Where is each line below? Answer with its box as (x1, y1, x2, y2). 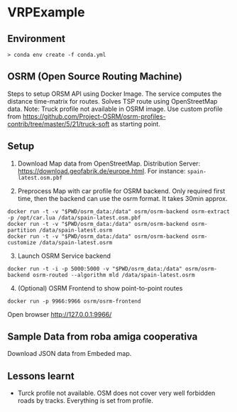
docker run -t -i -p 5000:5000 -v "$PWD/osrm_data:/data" (7, 265, 182, 272)
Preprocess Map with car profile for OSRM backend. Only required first (17, 186, 226, 195)
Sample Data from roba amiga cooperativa (7, 331, 198, 343)
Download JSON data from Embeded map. (7, 349, 132, 358)
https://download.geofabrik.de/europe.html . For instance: (17, 166, 186, 175)
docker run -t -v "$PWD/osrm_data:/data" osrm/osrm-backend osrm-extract (7, 207, 231, 215)
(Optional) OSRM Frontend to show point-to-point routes (17, 283, 183, 292)
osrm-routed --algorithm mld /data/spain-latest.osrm (33, 271, 195, 278)
